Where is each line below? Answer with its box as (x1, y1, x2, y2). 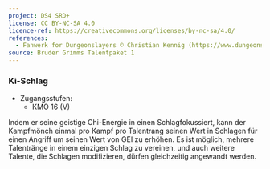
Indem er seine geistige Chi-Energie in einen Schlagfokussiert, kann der (8, 118, 247, 127)
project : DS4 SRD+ (8, 11, 70, 20)
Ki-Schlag (8, 75, 48, 87)
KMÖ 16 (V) (31, 102, 71, 112)
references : (8, 34, 48, 42)
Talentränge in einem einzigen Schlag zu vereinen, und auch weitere (8, 143, 235, 153)
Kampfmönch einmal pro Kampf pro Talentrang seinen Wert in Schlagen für (8, 126, 258, 136)
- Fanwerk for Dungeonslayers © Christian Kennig (15, 42, 185, 50)
